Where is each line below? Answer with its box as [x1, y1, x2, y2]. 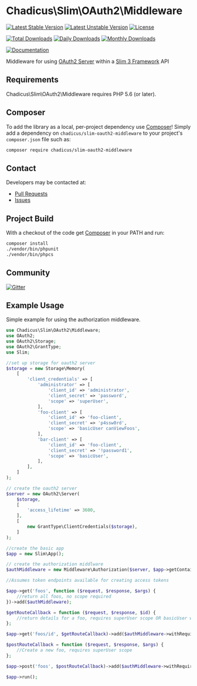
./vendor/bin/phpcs [6, 251, 54, 257]
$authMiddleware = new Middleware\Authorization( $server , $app [6, 567, 164, 573]
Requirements [6, 75, 59, 85]
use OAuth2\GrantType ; [6, 344, 62, 349]
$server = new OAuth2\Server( [6, 491, 80, 497]
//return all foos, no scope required [16, 593, 111, 600]
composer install [6, 241, 49, 247]
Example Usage [6, 300, 64, 310]
